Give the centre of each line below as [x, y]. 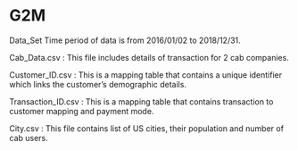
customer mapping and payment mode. [82, 111]
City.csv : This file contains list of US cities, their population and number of [146, 128]
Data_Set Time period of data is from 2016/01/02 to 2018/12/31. [125, 40]
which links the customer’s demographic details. [98, 84]
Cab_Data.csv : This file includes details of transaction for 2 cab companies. [149, 57]
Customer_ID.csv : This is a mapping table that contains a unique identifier [146, 75]
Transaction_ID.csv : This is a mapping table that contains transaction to [141, 101]
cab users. [29, 137]
